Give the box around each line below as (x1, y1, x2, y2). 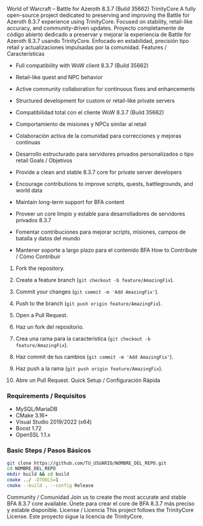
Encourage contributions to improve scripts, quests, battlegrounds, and (15, 180, 193, 187)
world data (15, 187, 43, 194)
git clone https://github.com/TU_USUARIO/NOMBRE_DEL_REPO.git (7, 460, 167, 466)
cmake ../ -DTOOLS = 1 (7, 477, 59, 483)
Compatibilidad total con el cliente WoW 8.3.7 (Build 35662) (15, 109, 164, 116)
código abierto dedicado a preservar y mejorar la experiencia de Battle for (7, 31, 192, 38)
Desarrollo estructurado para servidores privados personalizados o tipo (15, 151, 194, 157)
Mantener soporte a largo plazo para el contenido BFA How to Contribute (15, 246, 198, 254)
